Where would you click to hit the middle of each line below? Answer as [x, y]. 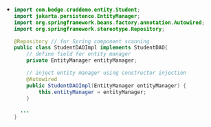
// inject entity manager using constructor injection [107, 73]
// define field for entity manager [79, 54]
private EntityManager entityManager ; [82, 60]
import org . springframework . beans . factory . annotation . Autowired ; [109, 23]
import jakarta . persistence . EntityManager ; [77, 16]
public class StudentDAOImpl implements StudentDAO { [91, 48]
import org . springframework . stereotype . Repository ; [89, 29]
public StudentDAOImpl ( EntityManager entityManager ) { [107, 85]
